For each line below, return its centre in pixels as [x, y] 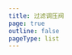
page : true [27, 23]
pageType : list [34, 38]
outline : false [34, 31]
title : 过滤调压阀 [36, 16]
